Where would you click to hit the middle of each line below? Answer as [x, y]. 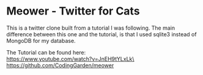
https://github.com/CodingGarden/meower [60, 65]
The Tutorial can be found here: [46, 52]
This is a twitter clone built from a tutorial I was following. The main [91, 28]
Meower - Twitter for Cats [73, 11]
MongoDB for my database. [41, 41]
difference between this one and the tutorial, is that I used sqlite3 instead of [102, 34]
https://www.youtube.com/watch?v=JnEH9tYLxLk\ [70, 59]
